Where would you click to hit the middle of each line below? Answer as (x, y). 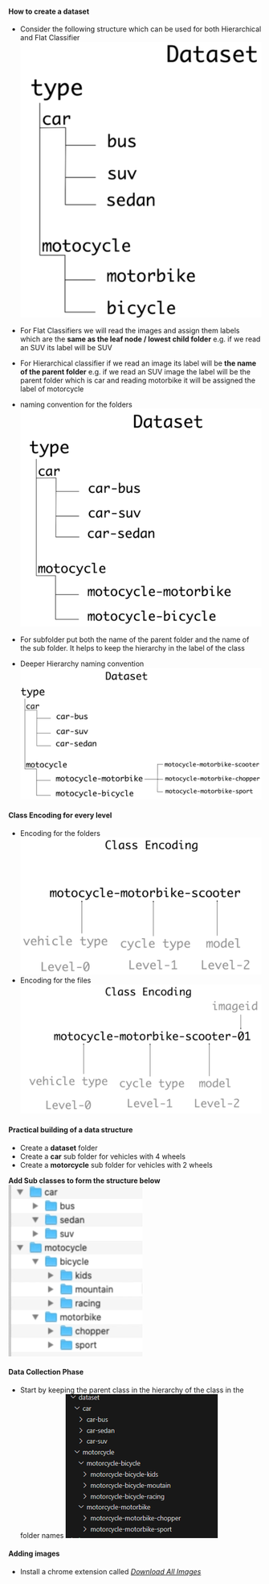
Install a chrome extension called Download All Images (110, 1572)
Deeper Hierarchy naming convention (82, 664)
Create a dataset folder (59, 1148)
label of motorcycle (52, 389)
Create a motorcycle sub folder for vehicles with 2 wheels (116, 1164)
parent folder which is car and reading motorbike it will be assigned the (137, 380)
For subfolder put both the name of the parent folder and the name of (134, 639)
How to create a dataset (49, 11)
